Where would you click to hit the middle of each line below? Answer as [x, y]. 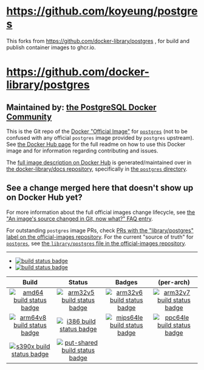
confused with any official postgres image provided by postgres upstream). [100, 137]
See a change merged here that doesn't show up [100, 188]
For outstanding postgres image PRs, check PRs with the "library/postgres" [100, 230]
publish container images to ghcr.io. [51, 47]
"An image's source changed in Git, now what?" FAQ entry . [80, 218]
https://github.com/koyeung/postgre [102, 11]
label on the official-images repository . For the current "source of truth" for [100, 237]
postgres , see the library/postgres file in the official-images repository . [96, 243]
